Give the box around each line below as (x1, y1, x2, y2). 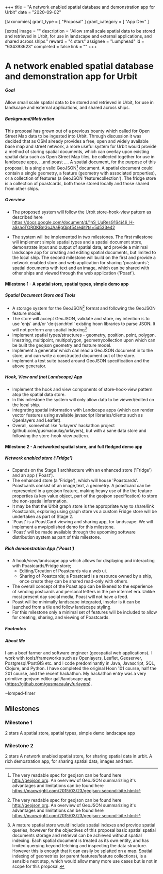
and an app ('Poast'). (12, 472, 54, 478)
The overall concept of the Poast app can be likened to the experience (12, 583, 153, 589)
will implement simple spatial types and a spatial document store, (12, 239, 143, 245)
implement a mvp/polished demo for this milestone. (12, 524, 115, 530)
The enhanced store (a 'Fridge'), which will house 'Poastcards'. (12, 478, 138, 483)
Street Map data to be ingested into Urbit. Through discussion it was (5, 133, 142, 139)
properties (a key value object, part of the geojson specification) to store (12, 493, 158, 499)
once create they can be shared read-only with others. (19, 578, 129, 584)
